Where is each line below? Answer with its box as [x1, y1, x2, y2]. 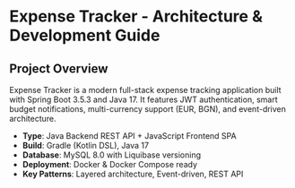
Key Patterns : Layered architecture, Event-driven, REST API [22, 168, 244, 179]
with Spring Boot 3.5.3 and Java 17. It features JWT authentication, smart [9, 94, 278, 105]
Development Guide [9, 25, 161, 46]
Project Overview [9, 61, 108, 76]
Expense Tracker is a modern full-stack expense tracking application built [9, 85, 282, 95]
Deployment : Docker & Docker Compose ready [22, 159, 198, 169]
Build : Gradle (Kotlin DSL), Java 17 [22, 141, 150, 150]
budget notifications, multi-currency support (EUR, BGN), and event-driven [9, 104, 287, 114]
